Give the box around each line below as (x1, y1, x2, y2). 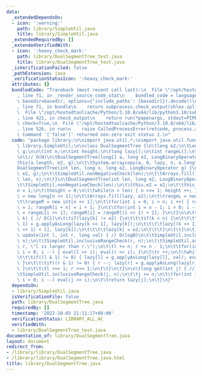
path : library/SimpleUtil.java (17, 25, 96, 32)
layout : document (6, 338, 50, 344)
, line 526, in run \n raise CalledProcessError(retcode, (17, 126, 171, 132)
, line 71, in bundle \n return (17, 103, 103, 110)
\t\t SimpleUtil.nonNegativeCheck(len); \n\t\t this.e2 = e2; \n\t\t (17, 182, 185, 188)
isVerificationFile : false (11, 294, 79, 300)
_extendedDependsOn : (11, 14, 63, 20)
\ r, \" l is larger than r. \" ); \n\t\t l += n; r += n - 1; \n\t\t (17, 243, 182, 249)
